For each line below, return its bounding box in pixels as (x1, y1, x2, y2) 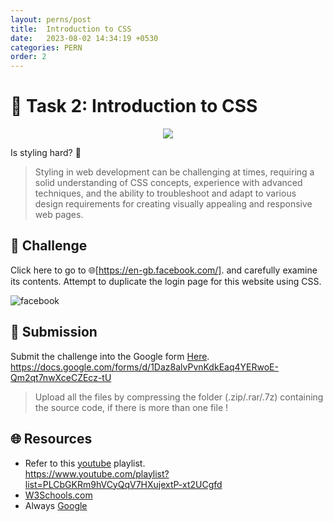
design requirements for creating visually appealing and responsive (34, 198, 313, 210)
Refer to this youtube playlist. (24, 457, 146, 469)
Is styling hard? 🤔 (10, 147, 82, 159)
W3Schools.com (24, 489, 93, 501)
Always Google (24, 499, 88, 511)
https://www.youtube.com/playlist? (24, 467, 170, 480)
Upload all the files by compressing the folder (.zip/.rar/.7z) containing (34, 391, 324, 403)
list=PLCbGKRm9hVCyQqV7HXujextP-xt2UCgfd (24, 478, 223, 490)
